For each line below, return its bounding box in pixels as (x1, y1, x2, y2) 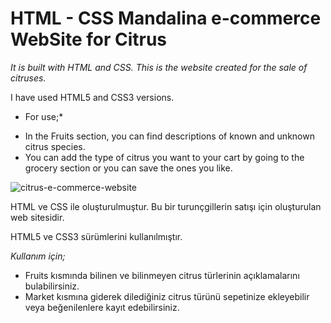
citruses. (10, 72, 47, 84)
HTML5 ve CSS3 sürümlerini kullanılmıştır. (10, 230, 183, 242)
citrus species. (24, 140, 86, 152)
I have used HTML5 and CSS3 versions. (10, 91, 175, 103)
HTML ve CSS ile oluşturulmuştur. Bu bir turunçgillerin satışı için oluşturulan (10, 200, 322, 212)
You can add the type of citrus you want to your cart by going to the (24, 151, 305, 163)
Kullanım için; (10, 250, 66, 262)
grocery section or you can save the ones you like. (24, 162, 233, 174)
